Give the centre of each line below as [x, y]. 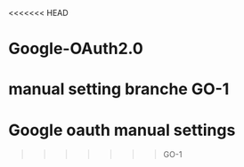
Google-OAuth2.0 [76, 49]
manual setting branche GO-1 [119, 89]
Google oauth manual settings [122, 130]
